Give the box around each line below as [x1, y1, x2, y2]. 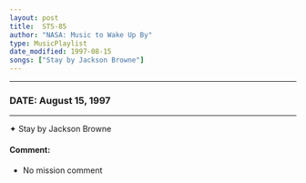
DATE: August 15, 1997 [9, 94, 111, 107]
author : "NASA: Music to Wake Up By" [9, 30, 153, 39]
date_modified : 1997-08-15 [9, 47, 112, 56]
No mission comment [22, 165, 103, 176]
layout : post [9, 13, 59, 23]
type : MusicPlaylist [9, 38, 88, 48]
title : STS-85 [9, 22, 67, 31]
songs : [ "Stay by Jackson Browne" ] [9, 56, 145, 65]
